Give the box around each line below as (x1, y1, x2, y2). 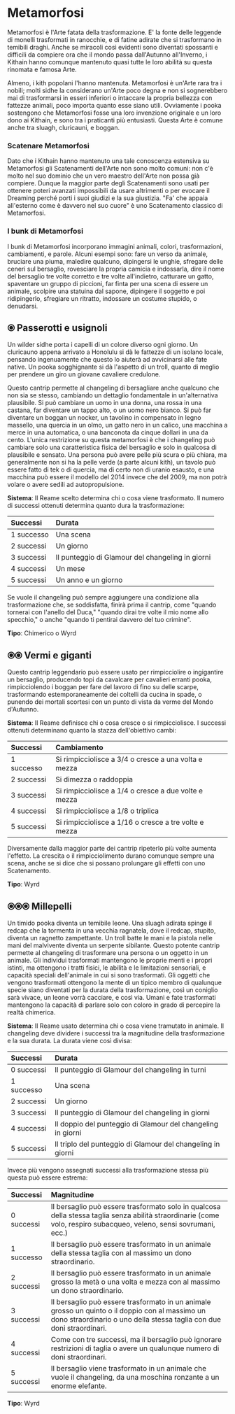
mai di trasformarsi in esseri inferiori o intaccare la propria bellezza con (7, 93, 213, 102)
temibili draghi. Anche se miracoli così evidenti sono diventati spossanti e (7, 43, 218, 51)
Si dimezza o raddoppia (55, 775, 133, 784)
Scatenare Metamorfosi (7, 141, 90, 150)
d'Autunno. (7, 705, 39, 714)
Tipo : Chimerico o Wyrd (7, 629, 77, 637)
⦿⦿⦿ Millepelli (7, 900, 72, 912)
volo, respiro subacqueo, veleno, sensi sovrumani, (50, 1219, 215, 1229)
